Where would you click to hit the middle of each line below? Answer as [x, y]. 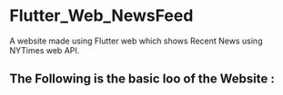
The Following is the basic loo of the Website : [142, 79]
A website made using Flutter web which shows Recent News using [136, 41]
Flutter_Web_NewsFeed [101, 16]
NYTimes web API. [45, 50]
